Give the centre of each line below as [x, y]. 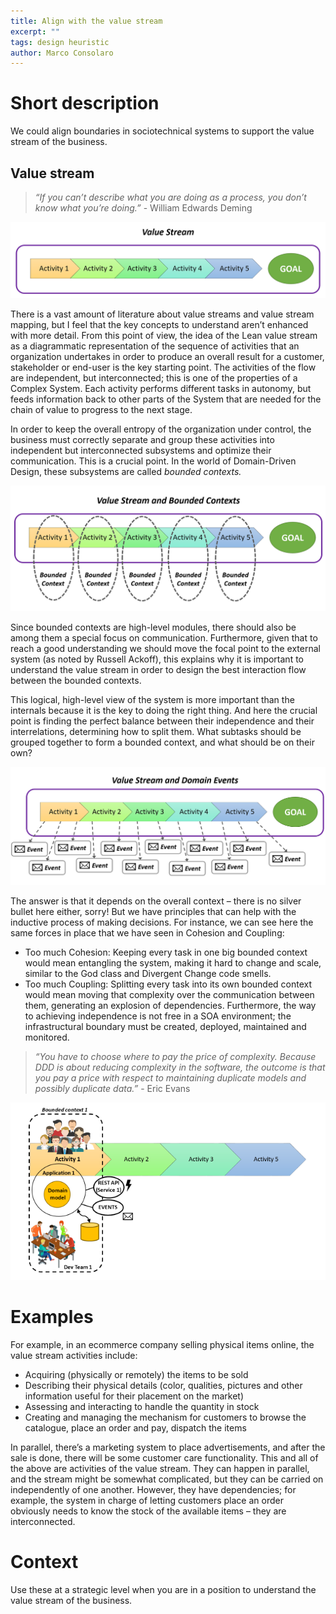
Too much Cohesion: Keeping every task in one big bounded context [166, 952]
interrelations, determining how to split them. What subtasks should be [156, 731]
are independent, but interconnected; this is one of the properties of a [154, 378]
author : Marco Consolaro [62, 53]
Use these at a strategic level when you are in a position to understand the [163, 1589]
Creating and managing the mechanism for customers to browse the [165, 1417]
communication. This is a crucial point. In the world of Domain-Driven [153, 461]
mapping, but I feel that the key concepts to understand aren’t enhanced [159, 325]
